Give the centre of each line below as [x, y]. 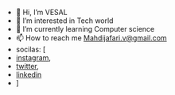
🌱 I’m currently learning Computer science [85, 29]
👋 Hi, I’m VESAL [41, 12]
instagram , [33, 58]
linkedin [29, 74]
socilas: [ [31, 49]
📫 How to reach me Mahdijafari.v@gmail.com [91, 38]
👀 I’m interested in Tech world [64, 21]
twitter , [27, 66]
